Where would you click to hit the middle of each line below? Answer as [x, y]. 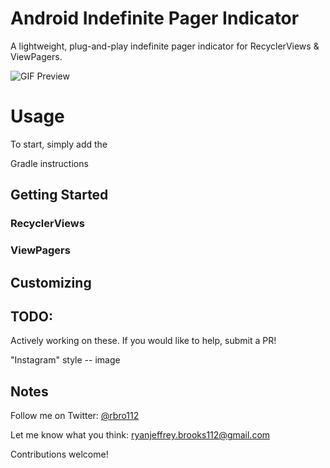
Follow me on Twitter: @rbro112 [75, 416]
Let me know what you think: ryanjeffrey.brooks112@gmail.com [140, 435]
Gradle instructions [49, 163]
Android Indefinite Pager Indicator [155, 18]
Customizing [51, 282]
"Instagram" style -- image [65, 360]
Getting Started [59, 195]
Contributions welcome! [59, 454]
